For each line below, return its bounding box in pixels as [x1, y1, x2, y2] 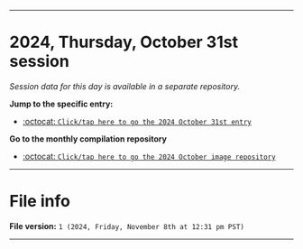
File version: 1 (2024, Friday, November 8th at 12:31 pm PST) [9, 220, 245, 231]
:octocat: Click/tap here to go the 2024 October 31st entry [22, 115, 252, 126]
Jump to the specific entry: [9, 98, 114, 109]
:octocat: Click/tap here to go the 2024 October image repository [22, 151, 277, 161]
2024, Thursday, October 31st [9, 32, 239, 52]
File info [9, 191, 70, 212]
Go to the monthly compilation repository [9, 133, 167, 144]
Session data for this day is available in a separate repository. [9, 80, 241, 91]
